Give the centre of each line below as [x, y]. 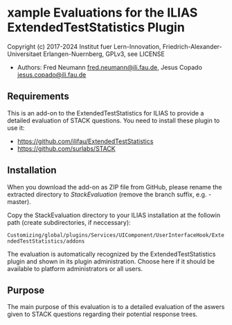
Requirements [38, 96]
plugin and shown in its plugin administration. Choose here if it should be [111, 261]
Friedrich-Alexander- [192, 46]
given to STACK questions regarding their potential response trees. [102, 314]
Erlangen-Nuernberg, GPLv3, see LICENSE [104, 54]
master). [19, 201]
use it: [16, 128]
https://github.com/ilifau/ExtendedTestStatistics [85, 141]
